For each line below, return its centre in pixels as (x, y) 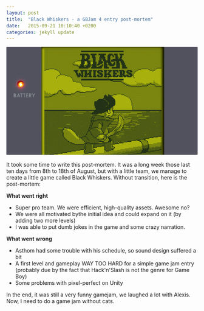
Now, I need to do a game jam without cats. (60, 301)
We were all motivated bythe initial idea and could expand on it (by (98, 214)
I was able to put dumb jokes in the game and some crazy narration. (100, 227)
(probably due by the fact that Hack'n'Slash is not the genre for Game (102, 270)
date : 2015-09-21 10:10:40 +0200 (51, 26)
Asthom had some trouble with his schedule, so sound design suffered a (105, 250)
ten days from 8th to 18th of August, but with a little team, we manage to (97, 171)
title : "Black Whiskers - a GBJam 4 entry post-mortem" (80, 19)
